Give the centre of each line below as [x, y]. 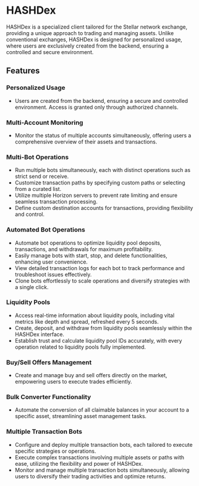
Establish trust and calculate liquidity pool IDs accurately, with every [98, 340]
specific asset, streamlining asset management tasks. [81, 416]
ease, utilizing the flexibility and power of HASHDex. [79, 463]
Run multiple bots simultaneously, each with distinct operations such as [102, 170]
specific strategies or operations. [55, 451]
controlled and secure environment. [50, 52]
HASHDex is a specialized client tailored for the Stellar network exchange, [97, 27]
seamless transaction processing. [56, 202]
